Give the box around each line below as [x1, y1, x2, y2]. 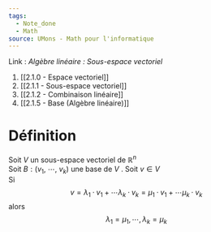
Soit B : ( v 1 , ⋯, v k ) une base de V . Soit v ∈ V [8, 164, 161, 175]
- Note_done [15, 19, 57, 28]
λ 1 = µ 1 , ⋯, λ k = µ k [105, 214, 168, 226]
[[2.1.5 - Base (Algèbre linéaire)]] [19, 98, 130, 108]
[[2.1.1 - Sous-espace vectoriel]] [19, 81, 127, 91]
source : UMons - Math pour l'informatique [8, 34, 154, 43]
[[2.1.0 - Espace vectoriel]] [19, 72, 110, 82]
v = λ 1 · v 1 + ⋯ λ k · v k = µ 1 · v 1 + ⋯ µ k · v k [70, 187, 203, 199]
